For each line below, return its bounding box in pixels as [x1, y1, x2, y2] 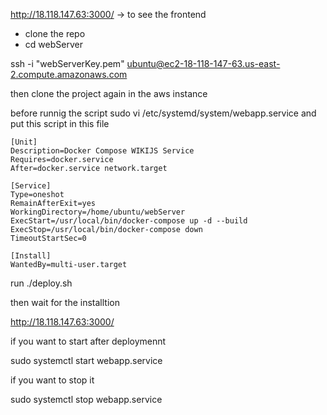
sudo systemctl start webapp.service [10, 355, 163, 366]
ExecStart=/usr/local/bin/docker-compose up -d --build [10, 216, 248, 226]
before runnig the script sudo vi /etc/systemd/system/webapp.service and [10, 107, 317, 119]
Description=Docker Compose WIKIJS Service [10, 146, 195, 156]
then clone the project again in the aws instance [10, 88, 208, 99]
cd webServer [24, 39, 83, 50]
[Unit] [10, 137, 38, 147]
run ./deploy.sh [10, 277, 73, 289]
